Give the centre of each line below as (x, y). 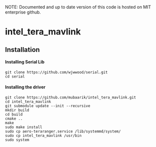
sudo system (17, 140)
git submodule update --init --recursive (48, 106)
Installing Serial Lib (25, 62)
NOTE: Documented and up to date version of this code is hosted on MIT (78, 7)
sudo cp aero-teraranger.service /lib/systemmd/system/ (63, 131)
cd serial (15, 76)
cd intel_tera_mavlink (28, 101)
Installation (22, 50)
